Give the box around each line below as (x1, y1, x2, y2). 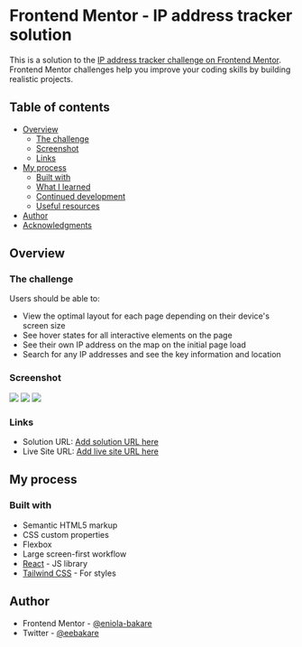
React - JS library (22, 558, 88, 568)
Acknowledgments (22, 219, 93, 230)
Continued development (35, 190, 126, 201)
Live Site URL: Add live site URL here (22, 446, 160, 457)
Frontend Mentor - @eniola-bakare (22, 617, 152, 628)
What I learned (35, 181, 91, 192)
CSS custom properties (22, 529, 110, 540)
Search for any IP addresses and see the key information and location (22, 349, 281, 360)
